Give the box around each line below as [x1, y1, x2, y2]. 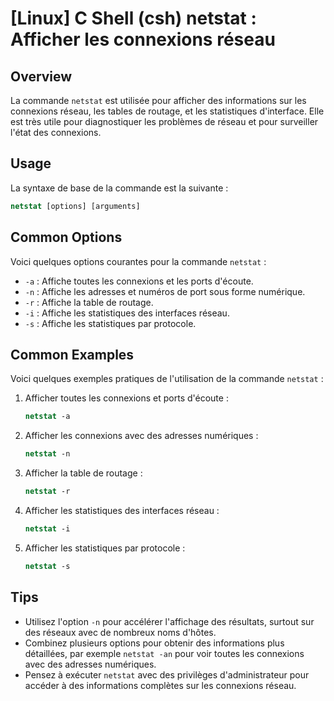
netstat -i [24, 523, 71, 534]
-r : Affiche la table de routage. [24, 296, 154, 308]
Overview [10, 68, 73, 85]
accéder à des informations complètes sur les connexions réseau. [24, 679, 297, 691]
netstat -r [24, 487, 71, 497]
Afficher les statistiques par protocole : [24, 542, 186, 554]
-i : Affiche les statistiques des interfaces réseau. [24, 307, 230, 319]
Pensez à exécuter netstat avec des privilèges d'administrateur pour [24, 668, 310, 681]
